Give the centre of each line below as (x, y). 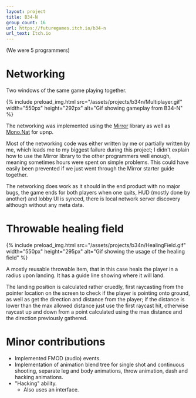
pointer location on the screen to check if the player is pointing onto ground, (98, 293)
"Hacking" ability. (36, 383)
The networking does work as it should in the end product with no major (93, 186)
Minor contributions (56, 342)
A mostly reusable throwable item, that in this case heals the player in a (92, 269)
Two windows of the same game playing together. (66, 91)
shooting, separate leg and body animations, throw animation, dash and (101, 371)
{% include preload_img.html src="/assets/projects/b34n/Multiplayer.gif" (94, 102)
